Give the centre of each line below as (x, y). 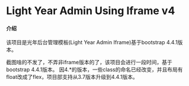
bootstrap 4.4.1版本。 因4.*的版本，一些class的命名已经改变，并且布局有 (94, 70)
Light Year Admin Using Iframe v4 (91, 11)
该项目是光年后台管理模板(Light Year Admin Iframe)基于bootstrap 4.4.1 (92, 42)
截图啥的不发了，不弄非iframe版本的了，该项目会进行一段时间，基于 (89, 62)
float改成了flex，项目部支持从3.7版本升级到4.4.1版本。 (72, 77)
